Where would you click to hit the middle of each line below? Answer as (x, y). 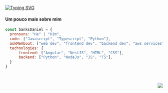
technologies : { (26, 48)
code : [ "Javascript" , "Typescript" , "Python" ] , (60, 39)
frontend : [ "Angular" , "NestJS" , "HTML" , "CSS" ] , (71, 53)
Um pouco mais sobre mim (33, 19)
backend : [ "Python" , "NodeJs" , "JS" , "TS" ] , (65, 57)
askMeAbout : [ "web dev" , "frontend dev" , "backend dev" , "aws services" (87, 43)
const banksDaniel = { (29, 30)
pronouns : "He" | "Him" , (35, 34)
